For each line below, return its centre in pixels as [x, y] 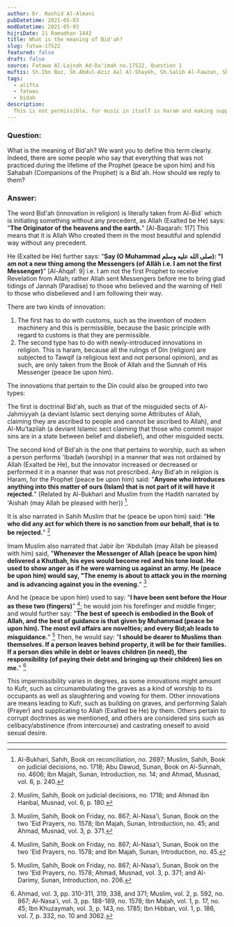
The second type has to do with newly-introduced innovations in [110, 343]
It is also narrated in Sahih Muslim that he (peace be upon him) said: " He [111, 516]
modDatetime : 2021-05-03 [43, 26]
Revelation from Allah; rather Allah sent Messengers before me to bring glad [116, 279]
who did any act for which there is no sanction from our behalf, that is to [113, 524]
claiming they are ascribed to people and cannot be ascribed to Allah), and [114, 422]
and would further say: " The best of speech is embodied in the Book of [110, 613]
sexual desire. [27, 733]
